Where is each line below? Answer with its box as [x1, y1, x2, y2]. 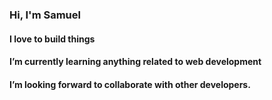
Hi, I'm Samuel [9, 8, 81, 22]
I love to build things [9, 33, 96, 45]
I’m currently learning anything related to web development [9, 56, 262, 68]
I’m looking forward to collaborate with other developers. [9, 78, 251, 90]
